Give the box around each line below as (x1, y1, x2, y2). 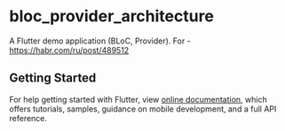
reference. (9, 112, 47, 123)
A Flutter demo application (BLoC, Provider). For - (9, 35, 191, 46)
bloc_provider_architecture (9, 6, 215, 27)
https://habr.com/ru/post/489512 (9, 44, 130, 55)
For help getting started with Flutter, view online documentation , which (9, 94, 268, 104)
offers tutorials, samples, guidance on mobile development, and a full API (9, 104, 277, 114)
